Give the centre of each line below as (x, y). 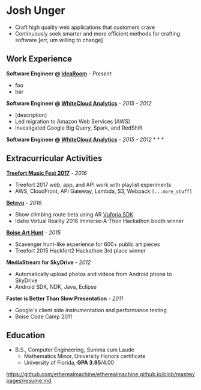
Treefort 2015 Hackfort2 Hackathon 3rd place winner (80, 250)
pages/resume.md (29, 381)
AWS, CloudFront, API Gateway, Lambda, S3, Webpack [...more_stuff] (103, 191)
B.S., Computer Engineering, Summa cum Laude (75, 350)
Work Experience (39, 59)
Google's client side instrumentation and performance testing (91, 310)
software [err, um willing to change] (59, 40)
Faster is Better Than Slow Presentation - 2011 (65, 298)
